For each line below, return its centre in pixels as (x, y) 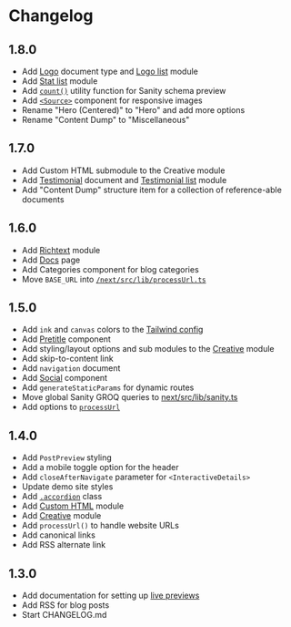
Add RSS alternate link (64, 545)
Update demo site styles (67, 487)
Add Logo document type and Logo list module (110, 71)
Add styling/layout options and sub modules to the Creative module (148, 349)
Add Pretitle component (66, 339)
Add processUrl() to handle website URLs (100, 526)
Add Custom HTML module (73, 506)
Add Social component (65, 378)
